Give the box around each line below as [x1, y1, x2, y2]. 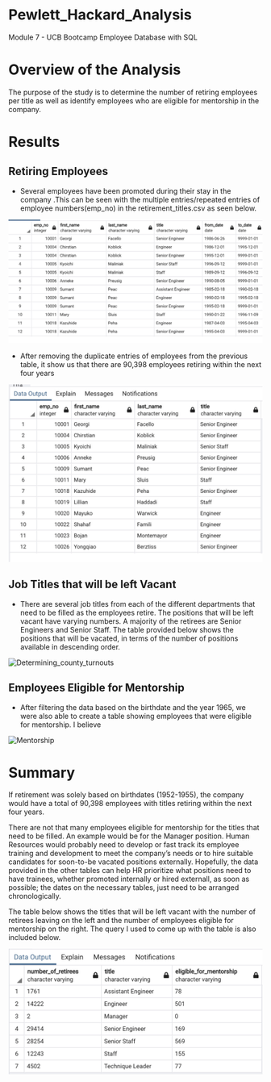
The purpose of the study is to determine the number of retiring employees [8, 87, 258, 97]
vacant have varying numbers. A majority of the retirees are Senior [19, 616, 242, 626]
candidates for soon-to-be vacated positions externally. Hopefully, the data [8, 857, 259, 867]
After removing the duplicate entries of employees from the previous [19, 351, 248, 361]
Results [8, 133, 60, 151]
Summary [8, 763, 75, 782]
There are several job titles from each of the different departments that [19, 599, 256, 608]
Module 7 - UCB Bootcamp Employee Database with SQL [8, 32, 198, 42]
